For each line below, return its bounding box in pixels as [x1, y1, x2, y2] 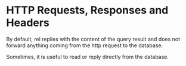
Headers [6, 16, 49, 29]
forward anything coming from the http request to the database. [6, 42, 163, 49]
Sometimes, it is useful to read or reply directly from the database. [6, 53, 169, 60]
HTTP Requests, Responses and [6, 4, 169, 17]
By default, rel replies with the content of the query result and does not [6, 35, 181, 42]
